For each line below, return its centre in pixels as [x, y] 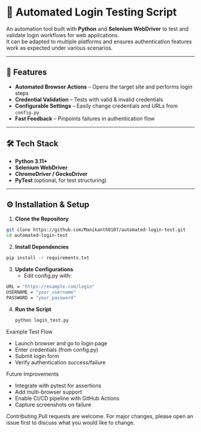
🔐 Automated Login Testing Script [92, 12]
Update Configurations [44, 269]
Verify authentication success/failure [60, 362]
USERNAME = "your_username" [41, 292]
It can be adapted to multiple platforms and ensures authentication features [99, 41]
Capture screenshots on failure [53, 404]
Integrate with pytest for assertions [58, 385]
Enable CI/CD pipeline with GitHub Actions [67, 398]
